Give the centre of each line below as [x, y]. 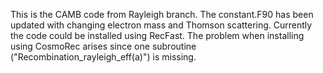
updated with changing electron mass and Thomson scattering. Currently [161, 25]
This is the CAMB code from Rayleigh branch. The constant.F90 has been [162, 14]
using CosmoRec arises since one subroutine [103, 46]
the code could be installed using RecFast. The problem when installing [157, 35]
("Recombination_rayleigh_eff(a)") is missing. [103, 57]
